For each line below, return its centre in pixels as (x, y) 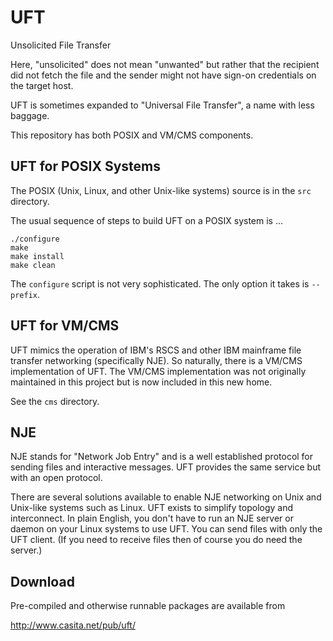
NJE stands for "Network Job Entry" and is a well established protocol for (162, 457)
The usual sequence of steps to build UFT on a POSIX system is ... (147, 220)
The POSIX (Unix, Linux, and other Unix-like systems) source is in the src (161, 190)
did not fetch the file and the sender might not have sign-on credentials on (163, 75)
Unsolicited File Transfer (61, 45)
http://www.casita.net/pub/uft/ (73, 625)
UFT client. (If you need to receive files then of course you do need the (156, 540)
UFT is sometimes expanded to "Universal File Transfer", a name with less (162, 105)
